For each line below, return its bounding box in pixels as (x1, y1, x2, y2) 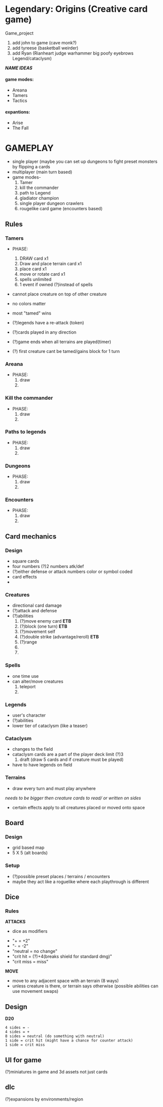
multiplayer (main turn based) (12, 169, 72, 175)
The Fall (12, 125, 29, 131)
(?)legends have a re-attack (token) (12, 319, 85, 325)
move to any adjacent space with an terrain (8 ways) (12, 978, 119, 984)
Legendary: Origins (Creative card (5, 3, 148, 15)
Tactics (12, 97, 28, 104)
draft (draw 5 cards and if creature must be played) (19, 757, 124, 762)
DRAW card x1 (19, 255, 49, 261)
